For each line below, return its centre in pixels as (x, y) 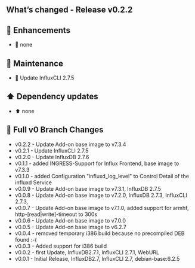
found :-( (26, 239)
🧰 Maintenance (35, 63)
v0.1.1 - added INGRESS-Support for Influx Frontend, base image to (97, 163)
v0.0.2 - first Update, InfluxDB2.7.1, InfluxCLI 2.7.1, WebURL (87, 252)
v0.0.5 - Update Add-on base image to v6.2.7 (71, 227)
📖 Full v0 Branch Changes (55, 130)
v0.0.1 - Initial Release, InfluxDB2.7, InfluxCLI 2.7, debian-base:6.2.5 (97, 258)
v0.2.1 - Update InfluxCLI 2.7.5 (52, 150)
